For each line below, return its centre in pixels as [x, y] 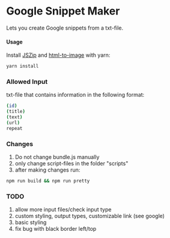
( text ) [14, 117]
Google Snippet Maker [63, 11]
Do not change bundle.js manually [57, 157]
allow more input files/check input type [63, 210]
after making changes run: [47, 170]
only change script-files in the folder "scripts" [71, 163]
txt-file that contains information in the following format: [75, 95]
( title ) [16, 112]
